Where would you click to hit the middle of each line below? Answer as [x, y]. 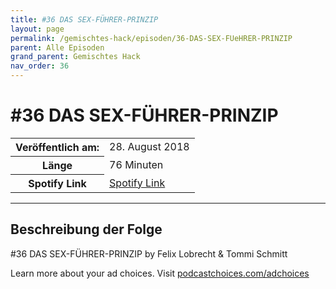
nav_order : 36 [40, 66]
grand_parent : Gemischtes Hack [75, 57]
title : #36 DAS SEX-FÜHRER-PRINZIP [84, 19]
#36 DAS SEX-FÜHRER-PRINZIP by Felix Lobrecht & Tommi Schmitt [149, 253]
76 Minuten [136, 164]
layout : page [37, 29]
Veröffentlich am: [57, 147]
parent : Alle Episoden [57, 47]
